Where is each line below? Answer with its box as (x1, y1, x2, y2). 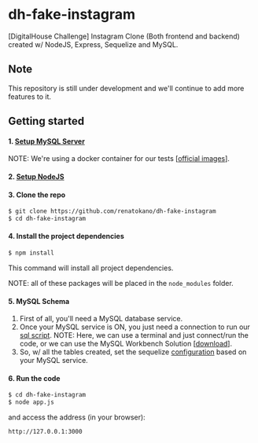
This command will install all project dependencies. (8, 263, 174, 273)
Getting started (8, 115, 85, 128)
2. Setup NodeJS (8, 171, 64, 181)
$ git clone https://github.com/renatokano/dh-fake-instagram (8, 207, 216, 215)
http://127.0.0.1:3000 (8, 428, 83, 436)
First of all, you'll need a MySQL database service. (19, 314, 183, 324)
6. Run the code (8, 373, 61, 383)
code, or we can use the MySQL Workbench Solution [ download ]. (19, 339, 233, 349)
